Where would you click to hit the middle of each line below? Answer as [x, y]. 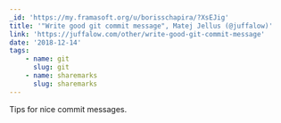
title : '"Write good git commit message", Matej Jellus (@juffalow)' [141, 26]
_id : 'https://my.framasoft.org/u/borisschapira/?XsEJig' [119, 17]
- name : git [47, 59]
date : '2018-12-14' [45, 42]
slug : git [51, 68]
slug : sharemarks [65, 84]
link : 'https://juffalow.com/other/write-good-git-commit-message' [137, 34]
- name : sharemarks [62, 76]
